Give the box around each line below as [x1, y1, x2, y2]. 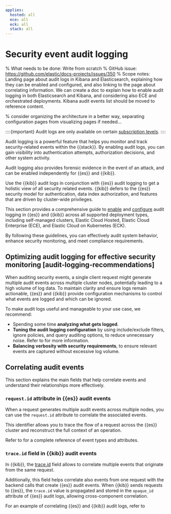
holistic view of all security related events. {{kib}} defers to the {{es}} [5, 185, 151, 192]
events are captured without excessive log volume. [12, 348, 120, 354]
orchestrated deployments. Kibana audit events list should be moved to [5, 98, 155, 104]
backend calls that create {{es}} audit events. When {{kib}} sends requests [5, 482, 163, 488]
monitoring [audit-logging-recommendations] [5, 261, 155, 269]
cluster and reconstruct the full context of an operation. [5, 427, 122, 433]
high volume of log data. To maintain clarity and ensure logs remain [5, 285, 147, 291]
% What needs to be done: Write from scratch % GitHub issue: [5, 65, 137, 72]
